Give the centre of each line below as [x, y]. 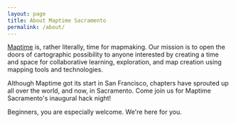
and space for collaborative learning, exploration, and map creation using [114, 62]
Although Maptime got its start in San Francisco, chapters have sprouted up [118, 83]
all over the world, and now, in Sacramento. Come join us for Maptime [109, 91]
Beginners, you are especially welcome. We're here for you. [95, 112]
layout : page [27, 14]
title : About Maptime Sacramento [57, 20]
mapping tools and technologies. [55, 70]
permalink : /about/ [36, 27]
